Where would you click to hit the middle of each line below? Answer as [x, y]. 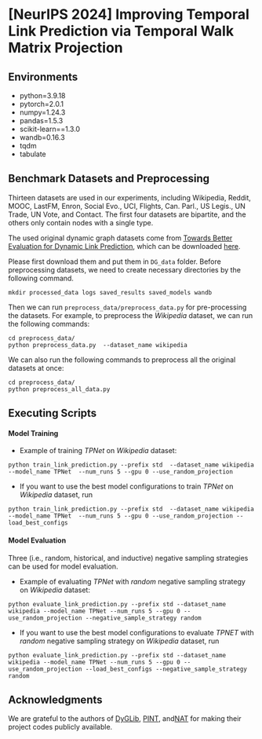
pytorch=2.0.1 [42, 104]
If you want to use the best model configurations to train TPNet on [126, 487]
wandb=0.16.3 [42, 137]
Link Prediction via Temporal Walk [121, 31]
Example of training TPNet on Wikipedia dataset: [98, 451]
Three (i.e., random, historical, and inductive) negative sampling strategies [128, 558]
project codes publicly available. [60, 727]
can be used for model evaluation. [64, 566]
